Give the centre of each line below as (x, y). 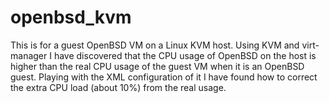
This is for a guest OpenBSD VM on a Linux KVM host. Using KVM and (155, 45)
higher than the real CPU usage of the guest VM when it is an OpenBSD (157, 66)
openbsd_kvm (71, 17)
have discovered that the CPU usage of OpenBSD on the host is (185, 55)
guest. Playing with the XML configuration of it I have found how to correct (164, 77)
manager (29, 55)
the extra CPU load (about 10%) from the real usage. (118, 87)
